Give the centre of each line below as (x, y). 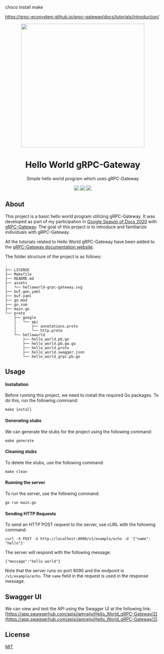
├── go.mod (16, 300)
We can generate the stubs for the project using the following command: (79, 431)
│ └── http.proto (38, 330)
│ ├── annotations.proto (46, 326)
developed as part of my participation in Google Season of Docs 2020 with (81, 221)
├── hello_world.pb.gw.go (49, 344)
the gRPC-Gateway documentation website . (50, 247)
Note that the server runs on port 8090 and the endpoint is (65, 571)
